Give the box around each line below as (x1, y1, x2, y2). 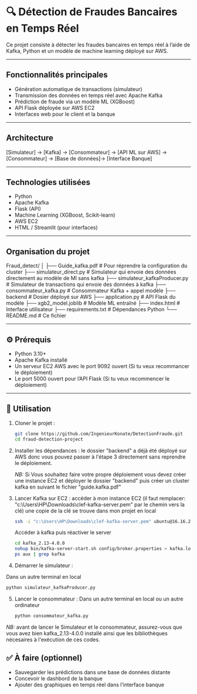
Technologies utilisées (6, 177, 91, 187)
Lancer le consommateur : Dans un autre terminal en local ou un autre (14, 595, 184, 602)
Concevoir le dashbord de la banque (14, 675, 103, 682)
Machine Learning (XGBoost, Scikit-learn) (14, 211, 116, 218)
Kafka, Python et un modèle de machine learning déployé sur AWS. (6, 47, 168, 54)
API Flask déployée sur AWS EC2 (14, 104, 95, 111)
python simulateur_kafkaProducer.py (6, 585, 96, 591)
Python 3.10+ (14, 351, 47, 357)
